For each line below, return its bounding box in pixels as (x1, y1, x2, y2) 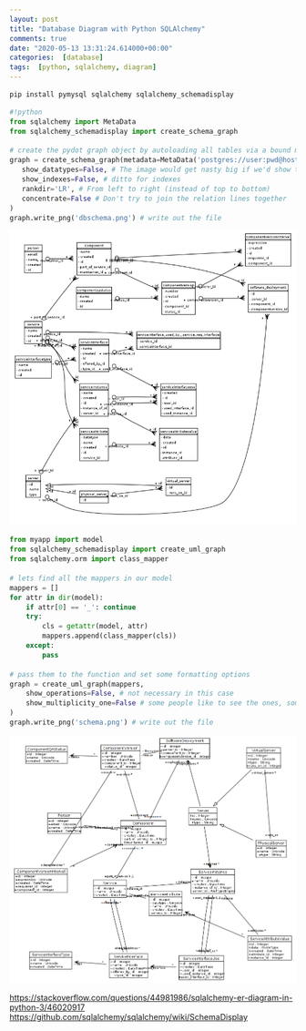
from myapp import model (9, 536, 104, 545)
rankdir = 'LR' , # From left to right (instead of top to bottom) (21, 184, 271, 193)
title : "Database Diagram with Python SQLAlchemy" (9, 24, 206, 34)
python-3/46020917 (9, 1002, 86, 1013)
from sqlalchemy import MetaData (9, 117, 137, 127)
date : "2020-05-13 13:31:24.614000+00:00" (9, 44, 173, 53)
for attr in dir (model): (9, 593, 104, 602)
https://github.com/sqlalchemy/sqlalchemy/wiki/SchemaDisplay (9, 1012, 249, 1023)
